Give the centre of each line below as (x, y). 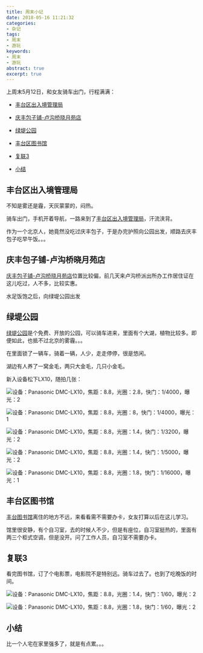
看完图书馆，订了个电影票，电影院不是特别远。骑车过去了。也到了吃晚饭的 (99, 574)
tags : (13, 35)
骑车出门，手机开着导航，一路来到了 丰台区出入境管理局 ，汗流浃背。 (91, 219)
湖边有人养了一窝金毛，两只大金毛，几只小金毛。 (67, 366)
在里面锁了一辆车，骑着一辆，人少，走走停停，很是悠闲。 (78, 353)
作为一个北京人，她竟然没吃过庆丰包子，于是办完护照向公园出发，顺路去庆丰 (101, 231)
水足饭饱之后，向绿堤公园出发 (43, 296)
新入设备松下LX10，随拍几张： (44, 379)
